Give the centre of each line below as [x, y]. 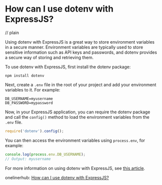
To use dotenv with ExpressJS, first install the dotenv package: [68, 67]
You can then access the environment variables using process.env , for [75, 140]
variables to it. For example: [33, 90]
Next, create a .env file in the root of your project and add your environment [81, 85]
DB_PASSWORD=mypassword [29, 103]
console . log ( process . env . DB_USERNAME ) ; [45, 154]
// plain [12, 32]
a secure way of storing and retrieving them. [49, 57]
